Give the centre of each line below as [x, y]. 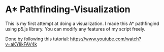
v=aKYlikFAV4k [21, 44]
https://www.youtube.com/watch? [106, 39]
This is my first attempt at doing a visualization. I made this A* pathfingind [82, 23]
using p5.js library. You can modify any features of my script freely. [75, 29]
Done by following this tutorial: [37, 39]
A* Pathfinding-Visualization [68, 9]
